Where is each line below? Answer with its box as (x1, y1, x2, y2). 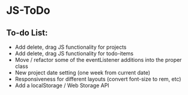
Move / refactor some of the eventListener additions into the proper (14, 57, 182, 63)
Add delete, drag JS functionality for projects (14, 43, 127, 51)
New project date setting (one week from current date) (14, 69, 151, 76)
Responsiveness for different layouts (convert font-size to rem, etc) (14, 76, 181, 82)
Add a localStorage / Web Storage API (14, 82, 109, 89)
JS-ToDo (6, 4, 50, 17)
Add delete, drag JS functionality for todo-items (14, 50, 134, 57)
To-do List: (6, 28, 48, 38)
